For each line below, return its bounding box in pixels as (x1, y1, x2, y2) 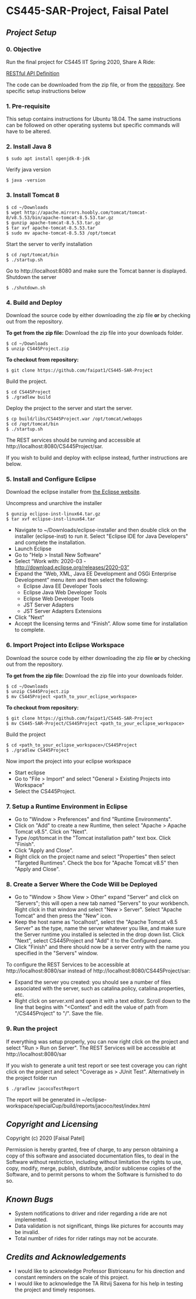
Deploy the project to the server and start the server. (6, 405, 133, 412)
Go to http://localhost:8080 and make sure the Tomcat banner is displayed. (6, 267, 187, 274)
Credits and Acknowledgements (6, 1252, 126, 1262)
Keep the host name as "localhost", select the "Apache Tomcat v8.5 (14, 918, 178, 926)
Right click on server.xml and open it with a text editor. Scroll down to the (14, 997, 191, 1005)
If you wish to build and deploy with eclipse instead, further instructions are (6, 454, 188, 462)
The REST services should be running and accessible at (6, 436, 141, 444)
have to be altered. (6, 128, 51, 135)
